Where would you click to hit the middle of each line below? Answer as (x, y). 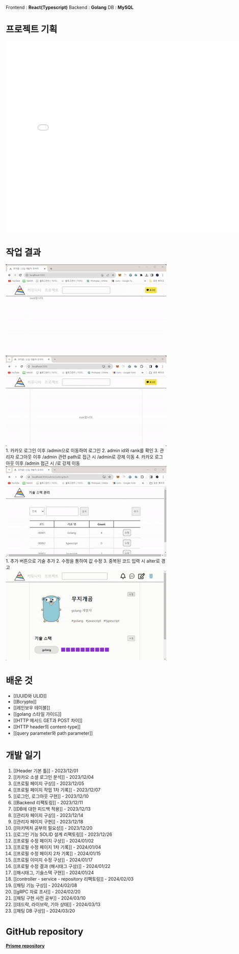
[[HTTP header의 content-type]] (47, 727)
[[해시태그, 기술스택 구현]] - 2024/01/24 (53, 873)
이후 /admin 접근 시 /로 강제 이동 (48, 463)
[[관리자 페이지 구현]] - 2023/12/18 (48, 822)
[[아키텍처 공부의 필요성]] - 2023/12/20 (53, 828)
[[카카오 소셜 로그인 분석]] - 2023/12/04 (53, 777)
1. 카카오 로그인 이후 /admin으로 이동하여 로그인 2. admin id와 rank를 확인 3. (82, 450)
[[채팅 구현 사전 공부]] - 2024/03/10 (49, 898)
